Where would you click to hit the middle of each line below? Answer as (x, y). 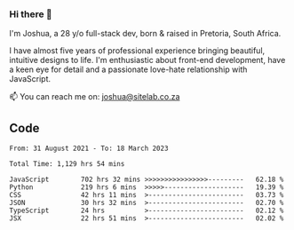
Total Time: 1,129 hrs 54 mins (67, 164)
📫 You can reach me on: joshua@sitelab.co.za (95, 97)
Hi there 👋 (31, 14)
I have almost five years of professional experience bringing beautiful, (137, 51)
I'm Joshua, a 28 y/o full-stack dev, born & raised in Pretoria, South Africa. (145, 34)
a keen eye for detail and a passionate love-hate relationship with (128, 69)
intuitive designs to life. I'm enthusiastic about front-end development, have (147, 60)
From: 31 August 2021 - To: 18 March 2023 (89, 149)
